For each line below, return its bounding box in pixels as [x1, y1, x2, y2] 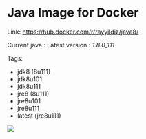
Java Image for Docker [7, 5, 139, 21]
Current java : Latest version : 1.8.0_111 [7, 41, 115, 49]
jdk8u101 [17, 74, 43, 83]
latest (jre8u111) [17, 111, 61, 120]
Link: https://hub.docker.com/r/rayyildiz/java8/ [7, 28, 139, 36]
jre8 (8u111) [17, 89, 50, 98]
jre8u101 [17, 96, 41, 105]
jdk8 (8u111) [17, 67, 51, 76]
